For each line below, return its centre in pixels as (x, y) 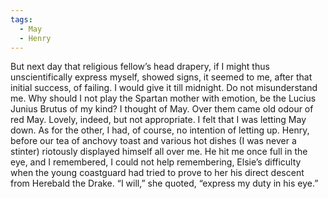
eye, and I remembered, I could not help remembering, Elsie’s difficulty (156, 162)
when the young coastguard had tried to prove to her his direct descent (157, 173)
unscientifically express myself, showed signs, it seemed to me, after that (161, 77)
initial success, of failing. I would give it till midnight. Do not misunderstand (164, 88)
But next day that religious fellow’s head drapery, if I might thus (140, 67)
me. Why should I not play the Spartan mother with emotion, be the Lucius (163, 98)
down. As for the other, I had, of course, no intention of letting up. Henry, (160, 130)
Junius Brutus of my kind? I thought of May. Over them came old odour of (162, 109)
